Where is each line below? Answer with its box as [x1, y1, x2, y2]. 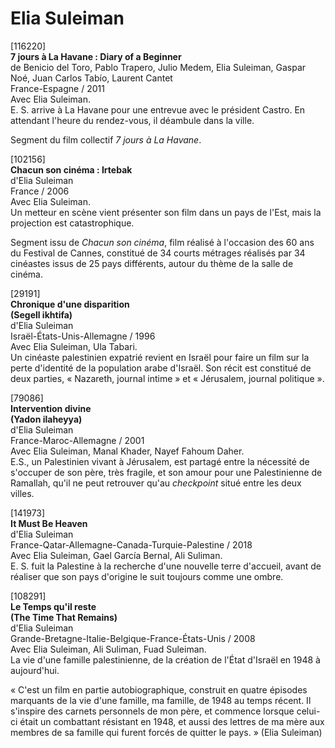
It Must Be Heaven [10, 517, 88, 529]
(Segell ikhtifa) [10, 308, 73, 321]
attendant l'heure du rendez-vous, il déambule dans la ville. [10, 114, 255, 126]
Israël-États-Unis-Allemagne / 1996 [10, 330, 156, 342]
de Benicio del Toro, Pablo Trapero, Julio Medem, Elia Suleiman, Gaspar [10, 61, 307, 73]
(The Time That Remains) [10, 611, 118, 623]
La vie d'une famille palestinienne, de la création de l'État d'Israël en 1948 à [10, 653, 321, 666]
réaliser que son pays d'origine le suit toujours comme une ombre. [10, 570, 284, 582]
